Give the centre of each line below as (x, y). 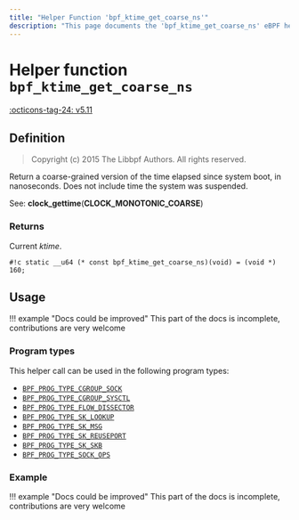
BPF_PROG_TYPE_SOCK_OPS (66, 455)
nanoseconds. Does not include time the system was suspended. (129, 186)
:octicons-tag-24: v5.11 (51, 110)
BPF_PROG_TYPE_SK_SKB (62, 445)
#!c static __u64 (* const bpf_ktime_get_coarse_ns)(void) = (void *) (143, 262)
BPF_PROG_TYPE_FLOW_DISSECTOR (78, 407)
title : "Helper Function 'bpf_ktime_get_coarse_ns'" (109, 17)
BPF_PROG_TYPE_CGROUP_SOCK (72, 388)
